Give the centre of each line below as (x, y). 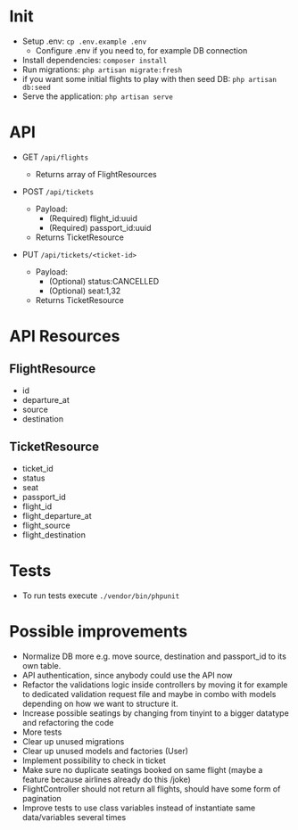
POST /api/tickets (58, 191)
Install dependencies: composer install (95, 60)
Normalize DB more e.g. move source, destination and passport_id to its (154, 656)
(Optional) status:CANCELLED (104, 281)
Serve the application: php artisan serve (98, 96)
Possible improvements (99, 631)
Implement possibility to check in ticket (94, 760)
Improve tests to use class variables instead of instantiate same (139, 808)
